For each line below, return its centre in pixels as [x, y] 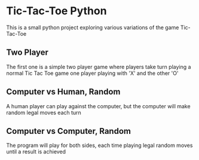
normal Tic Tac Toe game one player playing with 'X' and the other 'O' [92, 73]
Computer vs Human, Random [63, 92]
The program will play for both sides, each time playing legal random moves [99, 145]
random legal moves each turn [44, 112]
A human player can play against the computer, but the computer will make [98, 106]
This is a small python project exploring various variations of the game [93, 27]
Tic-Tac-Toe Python [56, 11]
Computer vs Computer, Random [69, 131]
